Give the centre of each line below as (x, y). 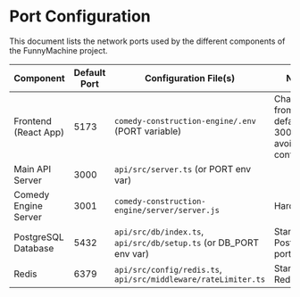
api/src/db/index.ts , (159, 231)
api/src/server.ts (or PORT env (183, 169)
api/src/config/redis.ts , (168, 269)
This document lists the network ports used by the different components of (147, 41)
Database (34, 248)
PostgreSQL (39, 236)
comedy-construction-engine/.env (186, 121)
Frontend (33, 120)
